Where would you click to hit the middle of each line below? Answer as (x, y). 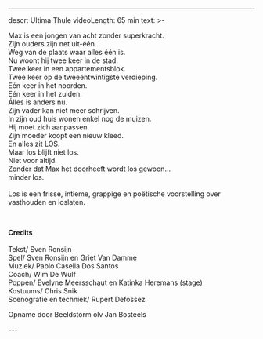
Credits (20, 233)
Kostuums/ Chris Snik (43, 291)
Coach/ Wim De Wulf (42, 274)
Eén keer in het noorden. (48, 86)
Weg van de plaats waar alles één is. (67, 52)
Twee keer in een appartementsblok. (67, 69)
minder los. (26, 177)
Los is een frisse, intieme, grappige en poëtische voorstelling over (114, 194)
